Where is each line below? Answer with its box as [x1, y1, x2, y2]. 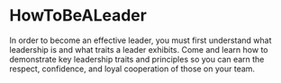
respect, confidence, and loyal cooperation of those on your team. [9, 63, 255, 74]
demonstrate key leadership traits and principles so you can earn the [9, 54, 265, 64]
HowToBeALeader [9, 5, 147, 26]
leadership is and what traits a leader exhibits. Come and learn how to [9, 44, 268, 54]
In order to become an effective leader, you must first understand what [9, 35, 272, 46]
